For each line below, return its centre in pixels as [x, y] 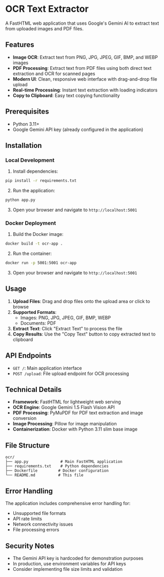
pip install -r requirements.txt [41, 181]
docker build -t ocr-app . [34, 244]
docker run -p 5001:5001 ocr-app [41, 263]
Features [20, 45]
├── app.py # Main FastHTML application [64, 462]
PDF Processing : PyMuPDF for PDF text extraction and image [78, 413]
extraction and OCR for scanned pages [54, 73]
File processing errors [36, 530]
